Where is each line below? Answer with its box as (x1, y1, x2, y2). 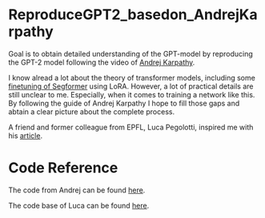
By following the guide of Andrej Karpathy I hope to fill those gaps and (8, 98, 240, 108)
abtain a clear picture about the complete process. (8, 106, 175, 117)
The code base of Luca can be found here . (8, 200, 150, 210)
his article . (8, 130, 42, 141)
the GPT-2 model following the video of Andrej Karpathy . (8, 57, 195, 67)
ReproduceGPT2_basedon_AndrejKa (8, 6, 258, 24)
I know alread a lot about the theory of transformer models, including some (8, 73, 256, 82)
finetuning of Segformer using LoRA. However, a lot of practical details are (8, 81, 254, 91)
